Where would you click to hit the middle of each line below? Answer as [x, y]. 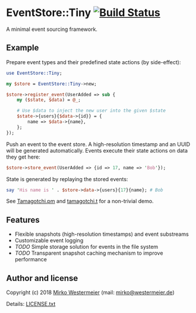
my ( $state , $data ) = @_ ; [49, 100]
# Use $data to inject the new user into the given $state [91, 111]
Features [23, 220]
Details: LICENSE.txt [31, 304]
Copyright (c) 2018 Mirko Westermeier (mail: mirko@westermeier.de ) [90, 292]
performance [31, 260]
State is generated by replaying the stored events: [67, 179]
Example [23, 48]
